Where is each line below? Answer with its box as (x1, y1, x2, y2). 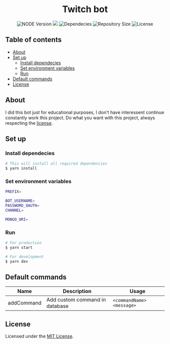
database (46, 303, 69, 310)
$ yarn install (5, 166, 37, 171)
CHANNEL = (5, 208, 24, 213)
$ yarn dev (5, 259, 28, 264)
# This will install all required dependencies (5, 161, 108, 166)
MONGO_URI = (5, 217, 28, 222)
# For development (5, 254, 44, 259)
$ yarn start (5, 245, 33, 250)
